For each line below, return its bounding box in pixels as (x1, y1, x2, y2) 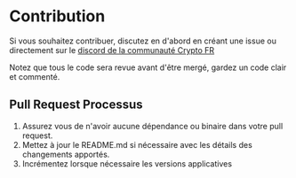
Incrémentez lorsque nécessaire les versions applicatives (21, 158, 233, 169)
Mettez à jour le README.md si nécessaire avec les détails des (21, 139, 253, 150)
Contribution (9, 6, 106, 27)
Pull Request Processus (9, 97, 144, 112)
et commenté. (9, 71, 60, 81)
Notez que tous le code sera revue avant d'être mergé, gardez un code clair (9, 62, 287, 73)
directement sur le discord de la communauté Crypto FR (9, 44, 215, 55)
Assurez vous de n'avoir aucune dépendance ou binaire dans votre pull (21, 120, 284, 131)
